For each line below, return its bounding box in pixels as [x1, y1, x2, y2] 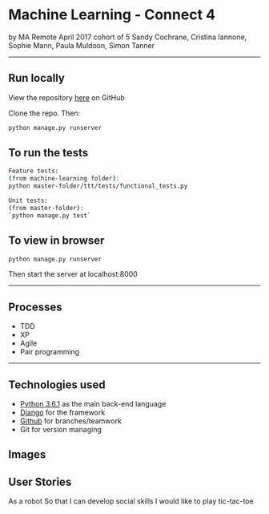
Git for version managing [19, 425, 102, 434]
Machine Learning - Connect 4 [8, 6, 216, 24]
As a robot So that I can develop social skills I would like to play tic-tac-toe [8, 496, 254, 506]
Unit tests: [8, 196, 48, 205]
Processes [8, 300, 62, 314]
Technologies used [8, 378, 106, 391]
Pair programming [19, 347, 80, 357]
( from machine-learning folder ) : [8, 175, 120, 183]
